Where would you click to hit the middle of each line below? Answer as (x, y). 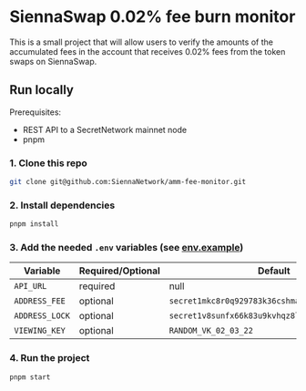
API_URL (31, 286)
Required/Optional (120, 271)
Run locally (42, 90)
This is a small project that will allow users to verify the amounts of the (141, 42)
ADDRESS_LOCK (42, 316)
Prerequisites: (36, 112)
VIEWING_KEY (40, 331)
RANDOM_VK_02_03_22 (211, 331)
